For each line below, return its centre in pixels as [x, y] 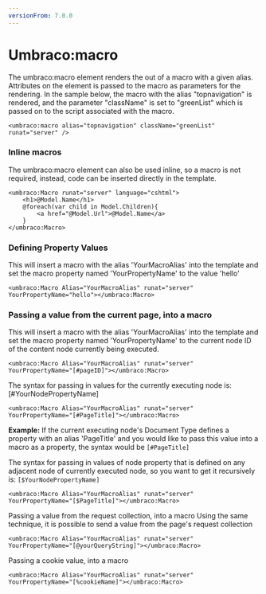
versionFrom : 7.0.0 [41, 16]
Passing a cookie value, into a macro [68, 561]
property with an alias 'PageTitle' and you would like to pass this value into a [133, 439]
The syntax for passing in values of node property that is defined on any [127, 463]
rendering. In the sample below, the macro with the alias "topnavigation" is [130, 94]
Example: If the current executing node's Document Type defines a [119, 430]
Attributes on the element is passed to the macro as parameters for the [125, 85]
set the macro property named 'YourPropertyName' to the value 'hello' [124, 274]
